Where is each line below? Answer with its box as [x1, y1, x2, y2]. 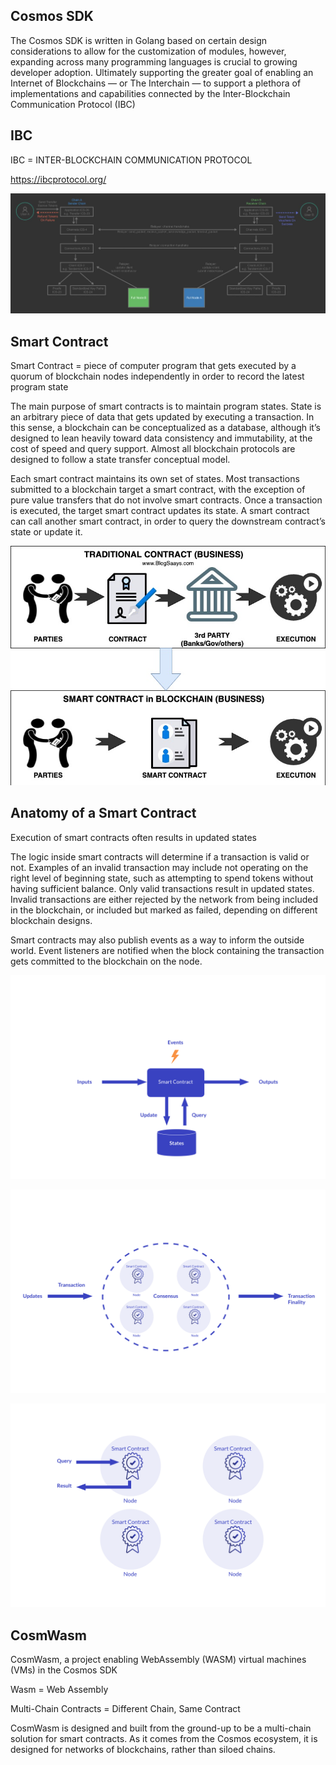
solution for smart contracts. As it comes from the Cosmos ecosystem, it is [10, 1733, 318, 1745]
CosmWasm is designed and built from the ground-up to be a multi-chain [10, 1722, 312, 1734]
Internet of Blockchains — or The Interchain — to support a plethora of [10, 77, 302, 89]
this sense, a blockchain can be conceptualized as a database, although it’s [10, 422, 321, 434]
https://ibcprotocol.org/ [10, 173, 107, 185]
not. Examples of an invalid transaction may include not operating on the [10, 861, 309, 873]
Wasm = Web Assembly [10, 1684, 109, 1696]
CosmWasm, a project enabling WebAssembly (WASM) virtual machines [10, 1654, 307, 1666]
